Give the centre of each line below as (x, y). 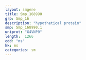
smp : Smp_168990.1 (24, 28)
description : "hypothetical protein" (43, 23)
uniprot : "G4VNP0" (24, 32)
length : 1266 (19, 37)
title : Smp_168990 (24, 14)
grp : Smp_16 (17, 18)
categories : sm (20, 50)
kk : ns (12, 45)
